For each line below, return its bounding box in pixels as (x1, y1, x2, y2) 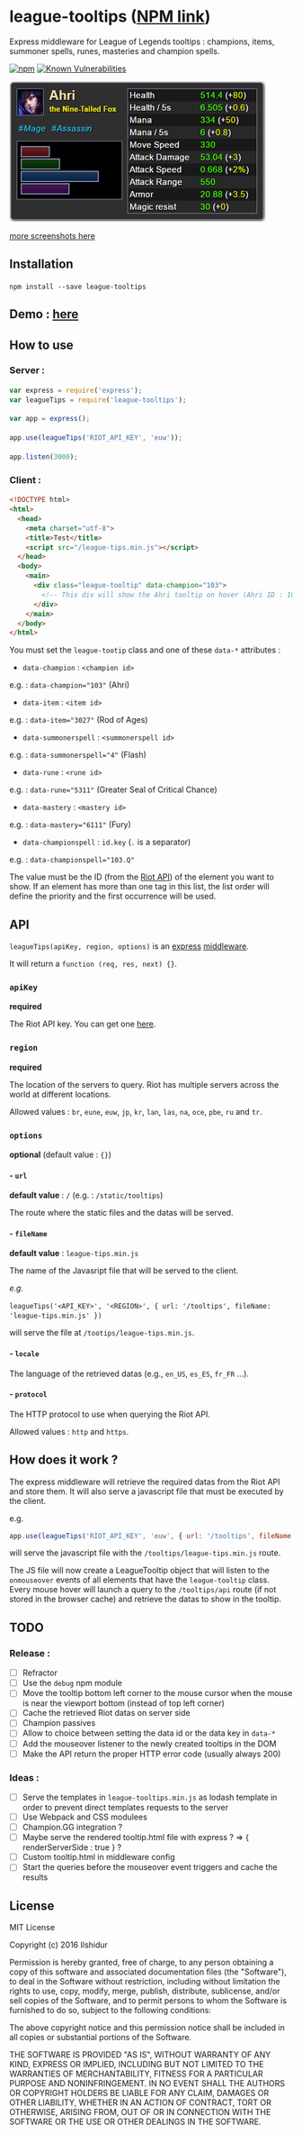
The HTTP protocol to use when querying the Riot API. (9, 1409, 211, 1419)
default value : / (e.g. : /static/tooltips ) (9, 1190, 164, 1200)
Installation (9, 257, 74, 272)
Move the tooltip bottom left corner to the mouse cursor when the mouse (22, 1688, 293, 1699)
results (22, 1872, 49, 1883)
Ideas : (9, 1771, 40, 1783)
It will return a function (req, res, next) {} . (9, 958, 178, 970)
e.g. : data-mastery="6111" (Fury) (9, 819, 132, 830)
